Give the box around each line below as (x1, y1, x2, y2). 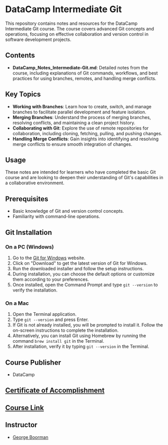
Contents (5, 51, 35, 60)
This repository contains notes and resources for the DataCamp (5, 20, 138, 26)
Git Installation (5, 228, 52, 236)
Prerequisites (5, 194, 48, 203)
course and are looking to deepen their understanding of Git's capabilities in (5, 175, 163, 181)
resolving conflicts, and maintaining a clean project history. (12, 119, 135, 126)
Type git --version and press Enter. (12, 316, 89, 322)
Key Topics (5, 90, 41, 99)
